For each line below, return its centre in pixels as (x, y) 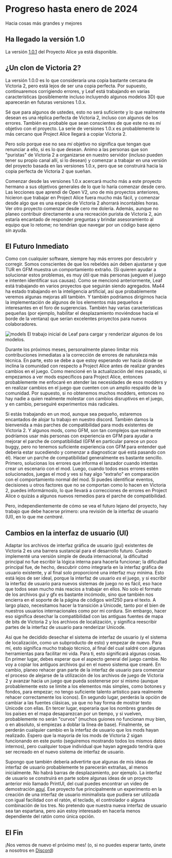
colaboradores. (21, 324)
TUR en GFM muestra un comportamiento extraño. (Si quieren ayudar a (81, 270)
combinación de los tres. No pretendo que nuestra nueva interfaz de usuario (86, 806)
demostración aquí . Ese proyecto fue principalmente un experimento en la (84, 789)
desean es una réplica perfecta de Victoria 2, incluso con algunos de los (82, 117)
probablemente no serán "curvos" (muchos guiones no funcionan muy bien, (86, 719)
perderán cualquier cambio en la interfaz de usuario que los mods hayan (82, 730)
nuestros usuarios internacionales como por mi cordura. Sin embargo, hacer (86, 611)
